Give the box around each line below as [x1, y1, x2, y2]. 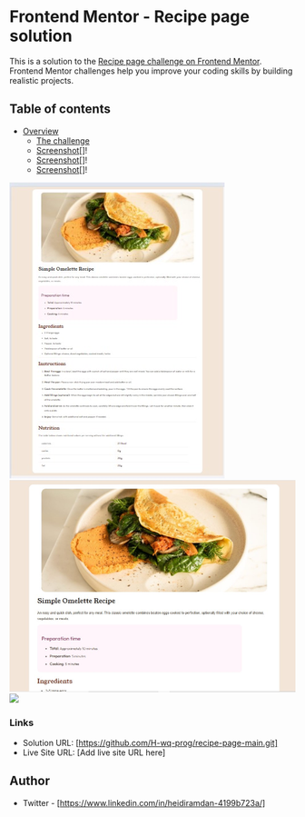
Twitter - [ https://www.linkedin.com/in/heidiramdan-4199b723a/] [22, 797, 266, 808]
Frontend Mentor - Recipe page [9, 6, 250, 27]
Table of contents [9, 102, 111, 117]
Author [9, 773, 50, 789]
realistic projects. [9, 75, 74, 85]
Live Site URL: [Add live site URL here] [22, 747, 166, 758]
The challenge [35, 135, 91, 146]
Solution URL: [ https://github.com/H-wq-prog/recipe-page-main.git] [22, 737, 279, 748]
